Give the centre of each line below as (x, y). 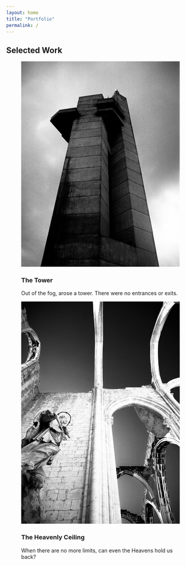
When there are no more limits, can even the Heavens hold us (97, 550)
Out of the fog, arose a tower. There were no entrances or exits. (100, 293)
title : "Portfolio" (31, 19)
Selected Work (34, 50)
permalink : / (22, 25)
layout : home (22, 13)
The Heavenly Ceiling (53, 537)
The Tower (37, 280)
